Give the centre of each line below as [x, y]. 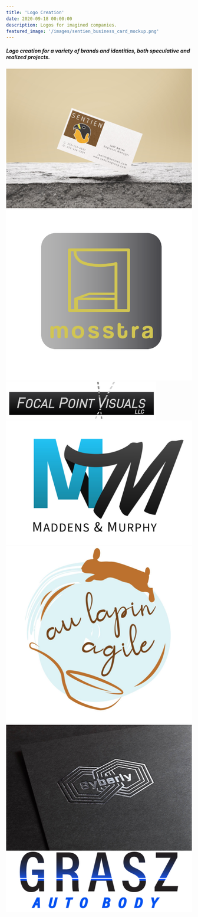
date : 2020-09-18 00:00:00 [39, 19]
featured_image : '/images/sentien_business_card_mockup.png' [83, 31]
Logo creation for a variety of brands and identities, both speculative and [98, 51]
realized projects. [28, 57]
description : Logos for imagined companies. [62, 25]
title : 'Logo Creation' [35, 12]
